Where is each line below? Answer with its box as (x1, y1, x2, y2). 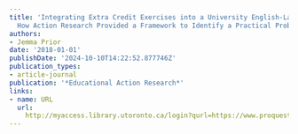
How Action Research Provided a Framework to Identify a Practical (17, 21, 272, 30)
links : (9, 86, 34, 95)
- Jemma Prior (9, 37, 62, 47)
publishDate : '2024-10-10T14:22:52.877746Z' (9, 54, 176, 63)
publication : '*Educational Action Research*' (9, 78, 184, 87)
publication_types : (9, 63, 82, 71)
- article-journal (9, 71, 77, 79)
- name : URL (9, 94, 53, 104)
